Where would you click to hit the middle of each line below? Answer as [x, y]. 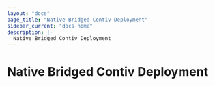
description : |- [30, 32]
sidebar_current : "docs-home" [50, 26]
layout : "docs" [29, 13]
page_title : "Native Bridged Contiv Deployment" [77, 20]
